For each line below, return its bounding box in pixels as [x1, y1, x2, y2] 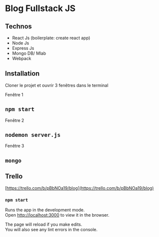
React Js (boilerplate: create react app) [12, 35, 91, 41]
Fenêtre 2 [5, 117, 24, 123]
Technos [5, 22, 32, 30]
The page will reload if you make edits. [5, 221, 82, 227]
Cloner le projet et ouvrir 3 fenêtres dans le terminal [5, 82, 109, 88]
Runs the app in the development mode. [5, 207, 85, 213]
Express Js [12, 45, 34, 51]
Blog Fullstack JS [5, 3, 76, 14]
